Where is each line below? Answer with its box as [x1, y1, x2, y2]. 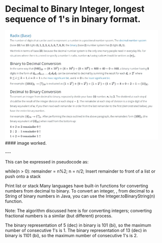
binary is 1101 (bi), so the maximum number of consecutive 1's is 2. [5, 232, 138, 238]
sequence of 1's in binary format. [5, 14, 141, 25]
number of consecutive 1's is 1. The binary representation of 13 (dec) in [5, 227, 147, 233]
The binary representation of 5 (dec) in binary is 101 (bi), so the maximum [5, 222, 151, 228]
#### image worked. [5, 140, 47, 146]
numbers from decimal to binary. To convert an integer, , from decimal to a [5, 188, 154, 194]
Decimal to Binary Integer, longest [5, 3, 145, 15]
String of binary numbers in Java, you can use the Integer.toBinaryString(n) [5, 193, 155, 199]
